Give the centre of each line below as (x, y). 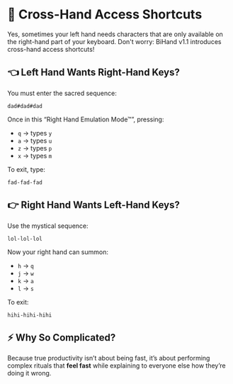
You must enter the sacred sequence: (62, 93)
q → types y (35, 133)
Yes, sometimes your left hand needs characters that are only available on (115, 34)
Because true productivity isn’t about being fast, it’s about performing (109, 358)
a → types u (35, 141)
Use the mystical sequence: (48, 226)
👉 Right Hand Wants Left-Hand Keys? (94, 205)
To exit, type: (27, 169)
